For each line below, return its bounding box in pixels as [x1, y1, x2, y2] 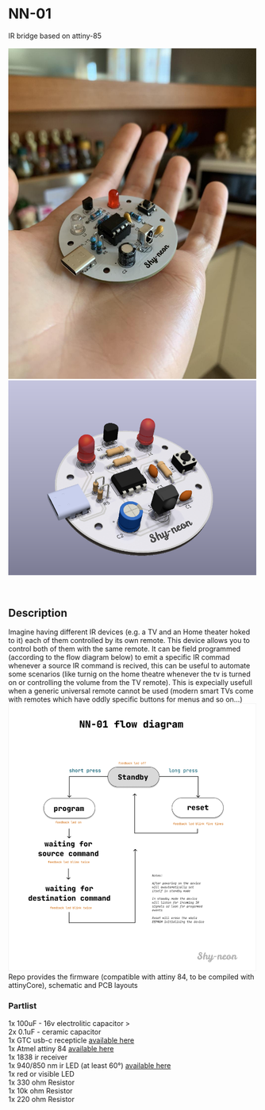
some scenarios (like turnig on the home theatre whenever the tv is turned [8, 669, 252, 679]
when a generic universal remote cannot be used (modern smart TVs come [8, 687, 254, 696]
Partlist [8, 1001, 37, 1012]
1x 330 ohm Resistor [8, 1077, 75, 1087]
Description [8, 606, 67, 619]
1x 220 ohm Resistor [8, 1094, 75, 1104]
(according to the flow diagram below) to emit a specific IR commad [8, 653, 230, 662]
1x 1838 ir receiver [8, 1052, 68, 1062]
